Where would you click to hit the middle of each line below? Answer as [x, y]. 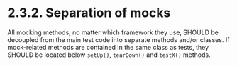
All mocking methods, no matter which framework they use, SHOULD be [113, 32]
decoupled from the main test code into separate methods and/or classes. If [118, 39]
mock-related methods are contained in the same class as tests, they [108, 47]
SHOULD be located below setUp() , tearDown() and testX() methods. [109, 55]
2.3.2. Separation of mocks [89, 13]
